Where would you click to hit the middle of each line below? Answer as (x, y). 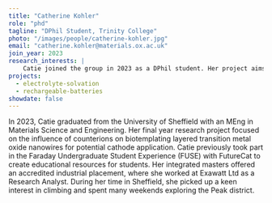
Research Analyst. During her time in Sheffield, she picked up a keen (123, 182)
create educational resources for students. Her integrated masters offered (132, 165)
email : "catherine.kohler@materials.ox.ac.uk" (88, 46)
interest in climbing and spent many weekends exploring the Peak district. (132, 190)
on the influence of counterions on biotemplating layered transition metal (130, 139)
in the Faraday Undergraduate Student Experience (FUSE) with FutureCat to (134, 156)
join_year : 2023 (36, 53)
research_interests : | (47, 61)
